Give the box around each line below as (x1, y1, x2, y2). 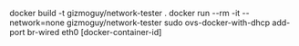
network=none (9, 17, 66, 28)
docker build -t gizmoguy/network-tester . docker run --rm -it (9, 8, 241, 18)
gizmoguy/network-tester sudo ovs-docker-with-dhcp (67, 17, 271, 28)
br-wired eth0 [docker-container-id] (26, 27, 162, 37)
